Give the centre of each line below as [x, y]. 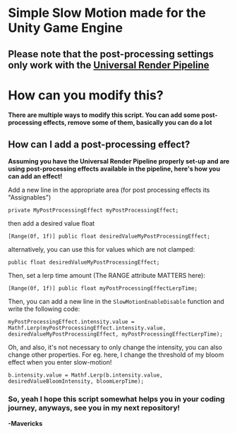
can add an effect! [35, 176]
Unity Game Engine [65, 28]
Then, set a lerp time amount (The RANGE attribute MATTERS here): [107, 276]
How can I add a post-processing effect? [99, 144]
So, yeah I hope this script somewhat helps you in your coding [116, 399]
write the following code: [44, 309]
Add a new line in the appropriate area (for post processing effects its [109, 190]
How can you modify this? [86, 95]
